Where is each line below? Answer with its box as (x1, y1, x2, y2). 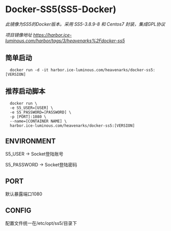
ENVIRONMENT (5, 136, 56, 146)
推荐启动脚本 (5, 87, 46, 96)
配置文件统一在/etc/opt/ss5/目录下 (5, 220, 77, 226)
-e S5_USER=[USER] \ (10, 105, 53, 110)
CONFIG (5, 206, 31, 215)
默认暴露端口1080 (5, 191, 43, 197)
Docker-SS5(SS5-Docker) (5, 4, 117, 15)
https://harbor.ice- (32, 32, 72, 38)
